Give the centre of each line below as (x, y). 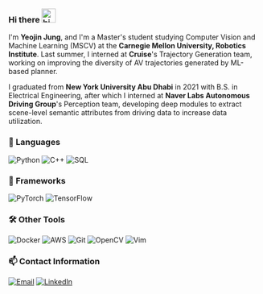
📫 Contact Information (54, 262)
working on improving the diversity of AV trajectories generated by (119, 63)
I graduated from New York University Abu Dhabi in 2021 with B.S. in (123, 87)
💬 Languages (34, 143)
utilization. (25, 122)
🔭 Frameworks (37, 180)
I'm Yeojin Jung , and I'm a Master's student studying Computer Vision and (132, 37)
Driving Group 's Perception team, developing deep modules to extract (125, 104)
